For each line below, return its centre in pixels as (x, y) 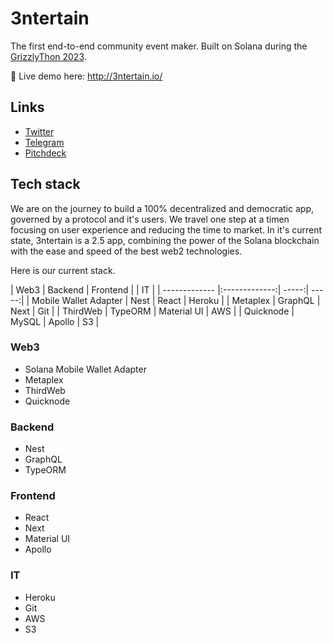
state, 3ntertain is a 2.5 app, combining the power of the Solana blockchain (165, 240)
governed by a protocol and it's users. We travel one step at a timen (150, 219)
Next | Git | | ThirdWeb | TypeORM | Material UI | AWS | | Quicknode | (152, 311)
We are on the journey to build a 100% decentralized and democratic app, (162, 208)
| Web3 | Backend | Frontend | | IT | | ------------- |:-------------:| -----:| (160, 289)
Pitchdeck (45, 153)
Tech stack (45, 184)
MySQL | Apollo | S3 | (55, 321)
